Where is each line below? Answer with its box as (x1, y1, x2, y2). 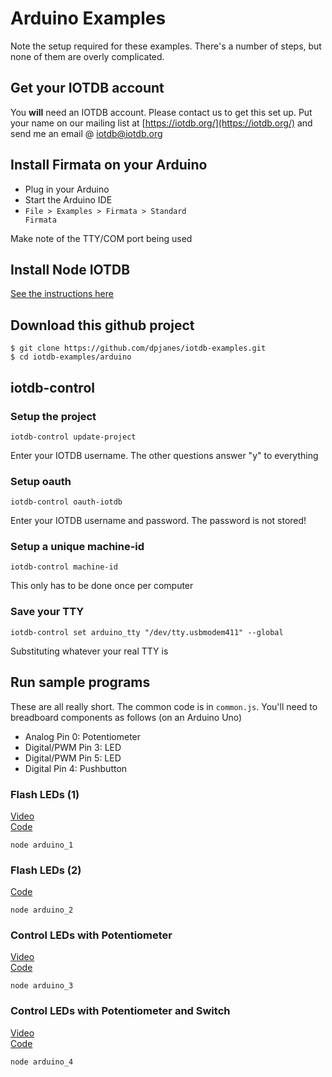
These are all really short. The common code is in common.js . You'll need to (10, 700, 318, 712)
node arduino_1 (10, 840, 74, 850)
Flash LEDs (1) (10, 787, 80, 801)
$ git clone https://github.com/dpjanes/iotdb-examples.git (10, 343, 267, 354)
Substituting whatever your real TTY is (10, 645, 169, 657)
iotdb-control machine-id (10, 562, 118, 572)
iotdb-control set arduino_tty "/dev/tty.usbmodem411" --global (10, 627, 284, 637)
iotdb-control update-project (10, 432, 137, 442)
